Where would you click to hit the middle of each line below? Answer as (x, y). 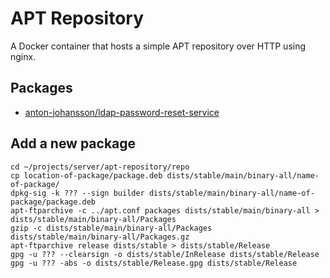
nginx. (23, 56)
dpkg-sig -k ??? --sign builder (77, 193)
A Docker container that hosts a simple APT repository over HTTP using (158, 46)
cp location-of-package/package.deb (86, 175)
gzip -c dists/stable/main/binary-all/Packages (111, 228)
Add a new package (73, 143)
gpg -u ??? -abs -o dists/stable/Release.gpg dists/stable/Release (154, 263)
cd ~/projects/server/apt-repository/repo (100, 167)
